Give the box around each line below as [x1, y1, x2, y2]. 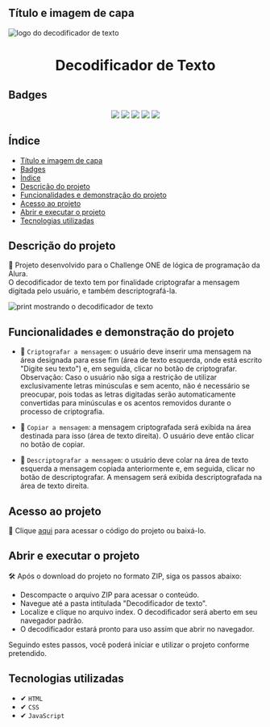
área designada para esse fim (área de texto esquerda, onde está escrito [19, 355, 263, 365]
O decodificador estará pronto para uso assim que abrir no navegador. [19, 624, 255, 633]
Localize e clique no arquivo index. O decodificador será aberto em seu [19, 607, 258, 616]
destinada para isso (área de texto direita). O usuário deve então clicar [19, 431, 255, 441]
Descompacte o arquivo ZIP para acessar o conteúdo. [19, 590, 200, 599]
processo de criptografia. [19, 407, 105, 417]
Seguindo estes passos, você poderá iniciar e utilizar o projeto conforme [8, 640, 250, 649]
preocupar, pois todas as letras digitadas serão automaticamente [19, 389, 236, 399]
